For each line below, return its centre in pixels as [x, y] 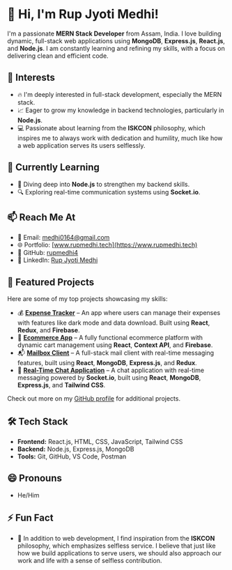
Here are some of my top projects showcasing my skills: [88, 299]
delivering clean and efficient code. [58, 56]
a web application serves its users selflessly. [81, 145]
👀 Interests [31, 78]
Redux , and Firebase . [48, 330]
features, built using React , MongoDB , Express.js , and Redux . [107, 363]
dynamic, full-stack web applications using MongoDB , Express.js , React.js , [116, 40]
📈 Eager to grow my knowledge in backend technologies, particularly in [121, 110]
